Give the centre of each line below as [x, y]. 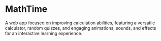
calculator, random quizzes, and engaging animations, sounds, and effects [81, 28]
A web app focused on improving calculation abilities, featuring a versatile [80, 23]
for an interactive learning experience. [44, 33]
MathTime [26, 9]
